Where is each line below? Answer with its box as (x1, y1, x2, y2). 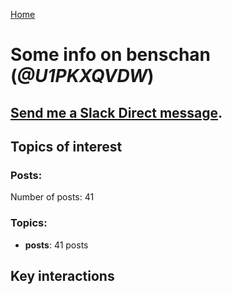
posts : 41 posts (24, 239, 89, 251)
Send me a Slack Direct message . (10, 104, 223, 121)
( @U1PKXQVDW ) (10, 65, 155, 88)
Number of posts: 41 (10, 191, 95, 203)
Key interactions (10, 267, 115, 284)
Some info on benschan (10, 44, 212, 66)
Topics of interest (10, 138, 123, 155)
